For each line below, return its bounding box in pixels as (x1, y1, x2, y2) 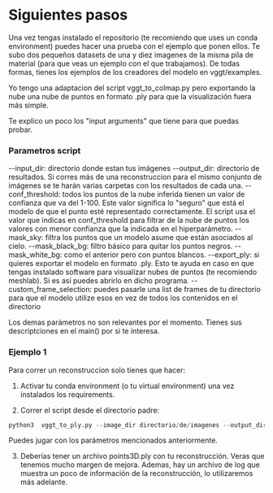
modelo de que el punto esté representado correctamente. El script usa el (8, 207, 256, 216)
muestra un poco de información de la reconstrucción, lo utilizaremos (19, 469, 253, 478)
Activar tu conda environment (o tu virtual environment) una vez (19, 381, 235, 390)
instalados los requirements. (19, 389, 115, 399)
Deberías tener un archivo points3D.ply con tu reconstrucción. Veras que (19, 452, 265, 461)
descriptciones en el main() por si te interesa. (8, 326, 160, 336)
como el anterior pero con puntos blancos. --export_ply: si (63, 250, 260, 260)
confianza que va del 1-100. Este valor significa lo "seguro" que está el (8, 198, 245, 208)
